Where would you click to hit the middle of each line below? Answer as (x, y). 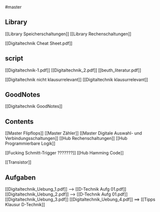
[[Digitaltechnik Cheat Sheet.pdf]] (39, 43)
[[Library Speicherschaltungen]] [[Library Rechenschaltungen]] (68, 34)
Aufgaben (20, 177)
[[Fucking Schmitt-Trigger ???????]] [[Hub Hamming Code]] (64, 153)
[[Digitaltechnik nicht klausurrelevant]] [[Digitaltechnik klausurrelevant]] (77, 79)
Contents (19, 121)
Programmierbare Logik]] (30, 144)
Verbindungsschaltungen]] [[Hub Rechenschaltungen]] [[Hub (66, 138)
